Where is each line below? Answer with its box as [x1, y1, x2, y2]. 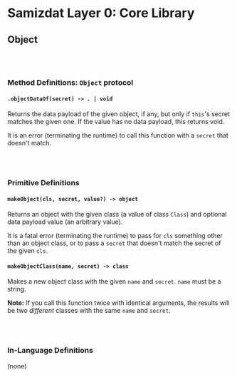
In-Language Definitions [7, 346, 94, 356]
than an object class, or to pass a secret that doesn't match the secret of [7, 239, 221, 247]
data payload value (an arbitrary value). [7, 217, 123, 226]
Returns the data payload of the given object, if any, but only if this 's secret [7, 110, 230, 118]
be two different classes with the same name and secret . [7, 306, 171, 315]
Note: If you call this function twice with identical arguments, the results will [7, 299, 230, 307]
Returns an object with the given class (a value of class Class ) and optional [7, 210, 227, 219]
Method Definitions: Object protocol [7, 77, 134, 87]
